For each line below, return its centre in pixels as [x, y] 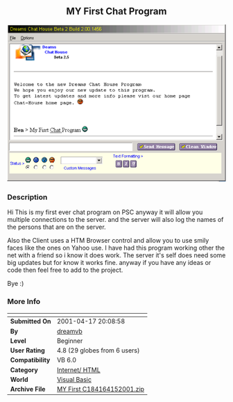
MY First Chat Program [116, 11]
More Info [24, 302]
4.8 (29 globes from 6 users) [98, 351]
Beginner [70, 341]
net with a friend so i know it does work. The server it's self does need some [116, 255]
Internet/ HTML [78, 370]
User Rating [27, 351]
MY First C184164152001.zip [100, 389]
